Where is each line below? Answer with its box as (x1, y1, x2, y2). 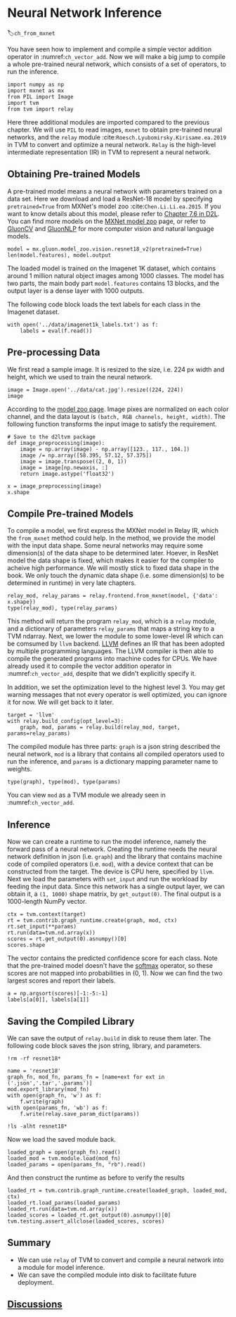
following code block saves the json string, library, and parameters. (7, 1042, 202, 1050)
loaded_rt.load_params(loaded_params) (7, 1199, 121, 1206)
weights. (7, 765, 32, 774)
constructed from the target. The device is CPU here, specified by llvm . (7, 867, 214, 876)
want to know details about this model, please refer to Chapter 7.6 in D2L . (7, 209, 220, 218)
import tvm (7, 99, 39, 106)
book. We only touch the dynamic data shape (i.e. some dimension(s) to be (7, 572, 225, 580)
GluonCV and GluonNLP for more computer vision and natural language (7, 224, 214, 233)
